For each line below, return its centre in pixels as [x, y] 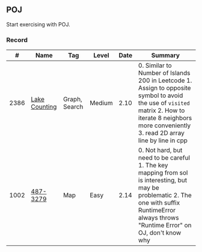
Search [73, 107]
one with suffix [159, 203]
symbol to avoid [161, 95]
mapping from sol [163, 173]
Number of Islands [164, 73]
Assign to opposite [164, 88]
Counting [44, 107]
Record [17, 40]
